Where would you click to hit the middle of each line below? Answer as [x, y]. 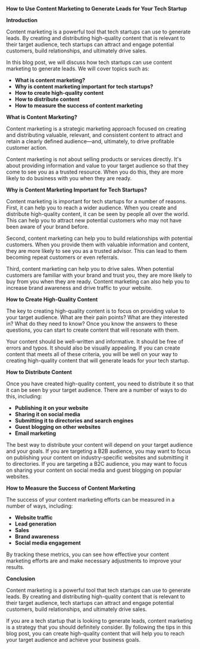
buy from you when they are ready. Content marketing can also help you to [98, 282]
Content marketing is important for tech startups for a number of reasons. [96, 201]
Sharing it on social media [47, 414]
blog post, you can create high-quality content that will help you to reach [95, 633]
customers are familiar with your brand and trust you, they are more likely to [99, 275]
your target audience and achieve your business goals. [74, 640]
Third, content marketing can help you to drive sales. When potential [90, 269]
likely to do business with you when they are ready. [69, 178]
